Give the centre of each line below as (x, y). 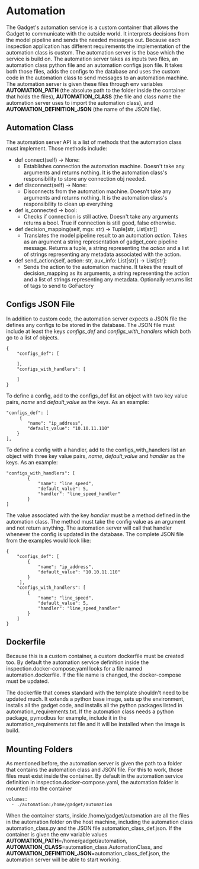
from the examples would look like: (49, 540)
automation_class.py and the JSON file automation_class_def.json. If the (94, 828)
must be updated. (28, 681)
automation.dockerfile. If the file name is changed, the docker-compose (94, 675)
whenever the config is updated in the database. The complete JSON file (95, 534)
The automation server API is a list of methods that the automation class (94, 142)
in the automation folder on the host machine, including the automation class (99, 822)
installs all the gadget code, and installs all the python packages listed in (94, 706)
